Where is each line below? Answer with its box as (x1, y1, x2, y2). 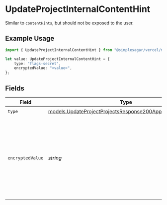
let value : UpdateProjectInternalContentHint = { (5, 56, 110, 62)
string (48, 154, 62, 161)
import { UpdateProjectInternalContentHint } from (5, 47, 112, 53)
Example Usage (5, 34, 55, 43)
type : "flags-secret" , (14, 61, 61, 66)
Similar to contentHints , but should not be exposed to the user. (5, 20, 134, 26)
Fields (5, 84, 25, 92)
